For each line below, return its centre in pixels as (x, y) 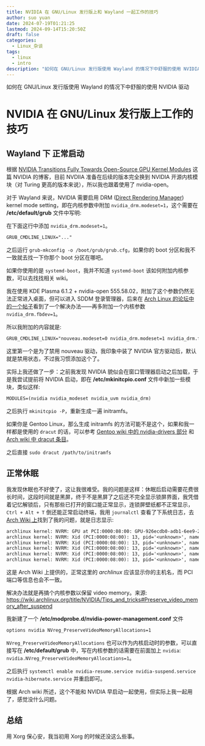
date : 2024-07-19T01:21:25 (41, 23)
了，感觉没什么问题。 (33, 699)
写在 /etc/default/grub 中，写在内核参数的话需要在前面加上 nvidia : (96, 650)
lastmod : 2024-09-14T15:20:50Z (46, 29)
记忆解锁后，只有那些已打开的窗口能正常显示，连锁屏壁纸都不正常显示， (102, 504)
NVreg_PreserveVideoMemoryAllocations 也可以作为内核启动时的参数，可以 (99, 643)
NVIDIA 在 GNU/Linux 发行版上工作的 (100, 114)
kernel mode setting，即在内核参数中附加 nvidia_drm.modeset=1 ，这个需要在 (102, 205)
